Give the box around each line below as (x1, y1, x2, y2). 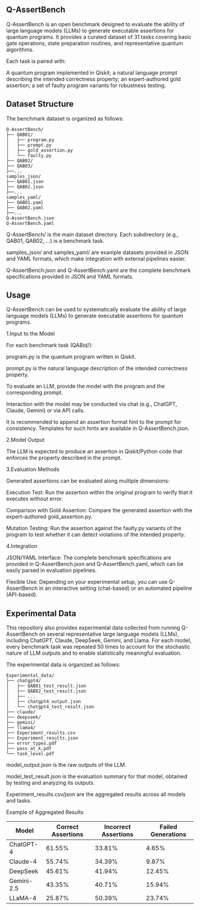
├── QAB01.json (6, 178, 44, 184)
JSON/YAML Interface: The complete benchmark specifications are (6, 554, 171, 561)
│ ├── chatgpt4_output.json (6, 699, 82, 705)
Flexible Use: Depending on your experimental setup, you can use (6, 578, 168, 586)
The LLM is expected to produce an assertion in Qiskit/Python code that (6, 448, 183, 455)
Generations (151, 830, 186, 838)
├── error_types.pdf (6, 741, 58, 747)
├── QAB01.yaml (6, 199, 44, 205)
